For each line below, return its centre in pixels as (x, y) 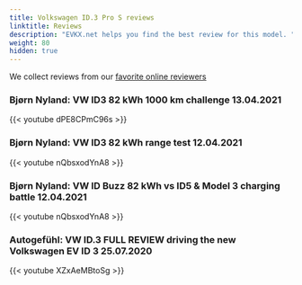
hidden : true (34, 51)
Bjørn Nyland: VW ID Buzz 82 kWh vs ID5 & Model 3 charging (145, 185)
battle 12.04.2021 (48, 197)
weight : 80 (30, 43)
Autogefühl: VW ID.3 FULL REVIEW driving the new (123, 239)
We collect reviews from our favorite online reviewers (108, 76)
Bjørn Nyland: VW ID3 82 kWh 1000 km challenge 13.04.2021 (146, 100)
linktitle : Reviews (46, 26)
